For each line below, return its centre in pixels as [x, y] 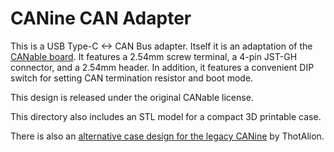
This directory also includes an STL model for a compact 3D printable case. [166, 116]
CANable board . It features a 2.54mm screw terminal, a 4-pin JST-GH [154, 56]
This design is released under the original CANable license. [132, 97]
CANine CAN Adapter [101, 18]
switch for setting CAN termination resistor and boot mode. [132, 78]
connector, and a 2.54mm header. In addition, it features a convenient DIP [162, 67]
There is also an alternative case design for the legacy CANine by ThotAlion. [167, 136]
